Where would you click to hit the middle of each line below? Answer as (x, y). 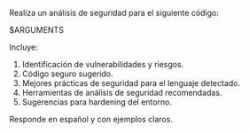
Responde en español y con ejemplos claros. (91, 119)
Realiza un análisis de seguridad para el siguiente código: (114, 13)
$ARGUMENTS (37, 30)
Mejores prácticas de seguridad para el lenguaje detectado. (131, 83)
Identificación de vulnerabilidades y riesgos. (103, 64)
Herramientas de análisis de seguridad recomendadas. (122, 93)
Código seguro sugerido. (67, 74)
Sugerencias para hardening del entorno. (97, 102)
